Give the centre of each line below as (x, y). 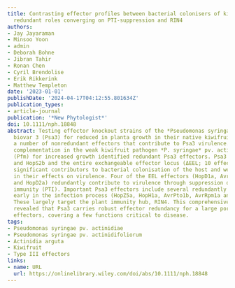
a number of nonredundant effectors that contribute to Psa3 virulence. (122, 144)
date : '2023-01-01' (36, 92)
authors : (20, 27)
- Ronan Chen (26, 66)
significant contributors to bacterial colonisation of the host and (117, 170)
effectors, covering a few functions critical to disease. (101, 215)
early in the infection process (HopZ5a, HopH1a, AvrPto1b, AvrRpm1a (117, 196)
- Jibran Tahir (29, 59)
